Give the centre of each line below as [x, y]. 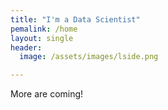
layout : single [42, 38]
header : [26, 47]
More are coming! [47, 94]
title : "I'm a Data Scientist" [75, 19]
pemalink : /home [44, 29]
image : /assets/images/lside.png [89, 57]
